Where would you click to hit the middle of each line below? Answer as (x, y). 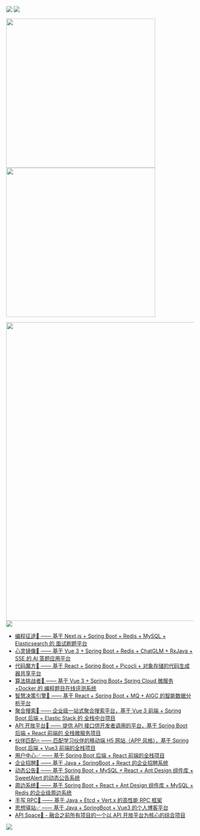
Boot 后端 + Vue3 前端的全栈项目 (55, 748)
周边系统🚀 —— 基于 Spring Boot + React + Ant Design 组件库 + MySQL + (104, 785)
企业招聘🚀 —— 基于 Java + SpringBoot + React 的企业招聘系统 (91, 763)
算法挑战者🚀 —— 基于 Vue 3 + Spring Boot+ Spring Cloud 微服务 (94, 681)
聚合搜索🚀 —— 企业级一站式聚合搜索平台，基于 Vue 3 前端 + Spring (98, 711)
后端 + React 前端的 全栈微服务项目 (58, 733)
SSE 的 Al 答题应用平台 (43, 658)
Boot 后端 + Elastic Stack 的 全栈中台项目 (65, 718)
